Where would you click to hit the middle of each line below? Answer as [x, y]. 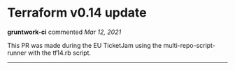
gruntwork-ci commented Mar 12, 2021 [64, 32]
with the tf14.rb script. [59, 53]
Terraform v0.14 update [77, 13]
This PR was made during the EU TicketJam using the [85, 45]
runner [17, 53]
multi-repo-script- [189, 45]
